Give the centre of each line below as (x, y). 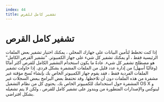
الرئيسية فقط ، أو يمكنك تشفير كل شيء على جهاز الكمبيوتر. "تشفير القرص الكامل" (82, 58)
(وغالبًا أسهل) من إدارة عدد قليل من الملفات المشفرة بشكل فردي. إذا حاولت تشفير (82, 68)
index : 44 (16, 10)
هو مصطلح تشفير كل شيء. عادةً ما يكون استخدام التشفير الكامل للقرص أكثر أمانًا (80, 63)
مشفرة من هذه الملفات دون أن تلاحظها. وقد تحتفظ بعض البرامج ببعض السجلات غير (82, 78)
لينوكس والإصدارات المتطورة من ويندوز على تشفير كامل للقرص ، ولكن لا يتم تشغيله (82, 89)
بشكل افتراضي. (20, 94)
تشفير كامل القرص (40, 39)
